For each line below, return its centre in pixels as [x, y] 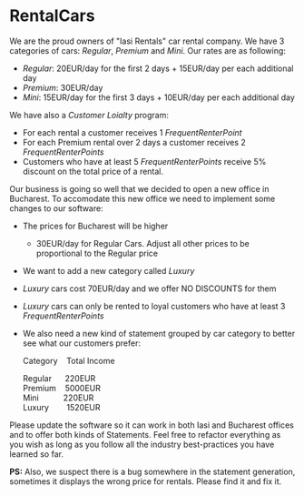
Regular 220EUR [59, 378]
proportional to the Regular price [97, 253]
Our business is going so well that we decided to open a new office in [139, 188]
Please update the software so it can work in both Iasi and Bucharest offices [152, 425]
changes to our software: [56, 208]
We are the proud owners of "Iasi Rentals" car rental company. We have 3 [147, 41]
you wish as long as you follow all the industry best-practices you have [142, 444]
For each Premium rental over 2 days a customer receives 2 [134, 142]
